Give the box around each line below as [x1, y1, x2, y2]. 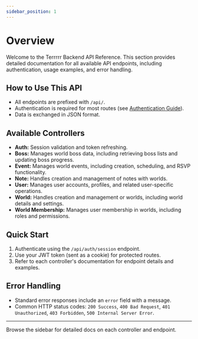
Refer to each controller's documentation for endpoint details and [14, 258, 174, 265]
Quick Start [6, 230, 49, 240]
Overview [6, 34, 55, 47]
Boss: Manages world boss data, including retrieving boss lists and [14, 150, 178, 157]
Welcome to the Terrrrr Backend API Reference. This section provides [6, 54, 176, 61]
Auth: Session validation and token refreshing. [14, 144, 128, 151]
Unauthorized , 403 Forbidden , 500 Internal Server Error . [14, 309, 154, 316]
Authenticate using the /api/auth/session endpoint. [14, 245, 141, 252]
